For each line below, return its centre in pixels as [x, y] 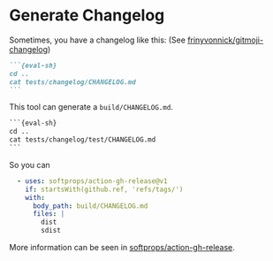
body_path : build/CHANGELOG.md [90, 206]
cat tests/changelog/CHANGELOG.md [73, 82]
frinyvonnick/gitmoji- [225, 40]
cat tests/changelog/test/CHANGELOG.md [83, 140]
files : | [49, 214]
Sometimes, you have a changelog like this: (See [97, 40]
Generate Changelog [87, 15]
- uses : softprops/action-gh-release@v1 [92, 181]
